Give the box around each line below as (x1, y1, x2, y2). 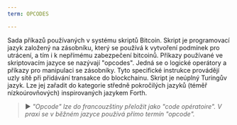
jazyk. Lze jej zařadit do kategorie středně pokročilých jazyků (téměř (7, 81, 208, 89)
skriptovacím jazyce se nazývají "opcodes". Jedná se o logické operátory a (7, 58, 227, 67)
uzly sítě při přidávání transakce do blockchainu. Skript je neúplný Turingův (7, 73, 227, 82)
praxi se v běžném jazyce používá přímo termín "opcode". (24, 109, 195, 118)
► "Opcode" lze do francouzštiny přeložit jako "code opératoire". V (24, 102, 222, 110)
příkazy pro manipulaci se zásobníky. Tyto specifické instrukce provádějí (7, 66, 220, 74)
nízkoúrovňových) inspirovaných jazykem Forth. (7, 88, 148, 97)
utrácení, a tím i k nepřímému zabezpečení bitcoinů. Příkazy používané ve (7, 51, 224, 59)
